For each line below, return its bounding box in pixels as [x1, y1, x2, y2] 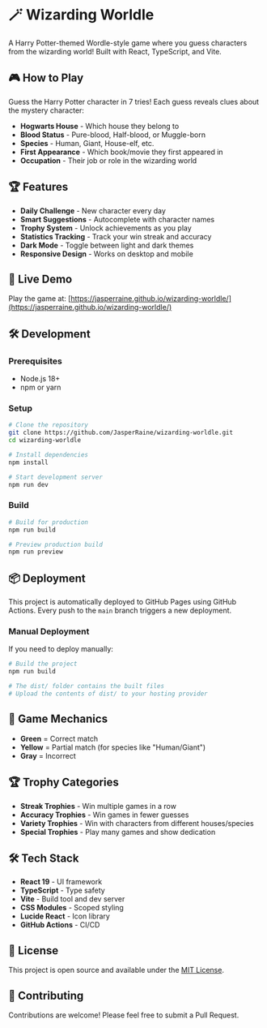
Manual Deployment [8, 626, 90, 637]
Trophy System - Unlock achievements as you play [19, 223, 192, 233]
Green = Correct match [19, 733, 99, 743]
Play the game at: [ [8, 294, 71, 303]
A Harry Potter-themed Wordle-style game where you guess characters [8, 37, 248, 48]
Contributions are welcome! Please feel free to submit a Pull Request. [8, 1010, 239, 1020]
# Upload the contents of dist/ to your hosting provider [8, 690, 208, 698]
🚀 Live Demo [8, 272, 73, 286]
